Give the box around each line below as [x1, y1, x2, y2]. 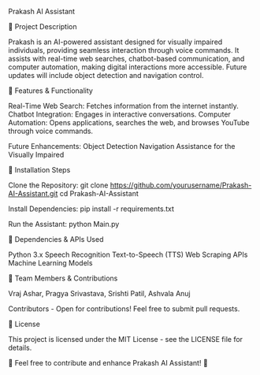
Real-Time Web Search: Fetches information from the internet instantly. [8, 102, 239, 110]
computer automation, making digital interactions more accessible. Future [8, 62, 247, 72]
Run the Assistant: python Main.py [8, 220, 120, 228]
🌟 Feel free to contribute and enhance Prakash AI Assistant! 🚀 [8, 358, 209, 367]
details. [8, 343, 32, 352]
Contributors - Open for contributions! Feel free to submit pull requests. [8, 304, 240, 314]
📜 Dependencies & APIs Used [8, 235, 104, 243]
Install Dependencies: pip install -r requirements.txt [8, 204, 175, 213]
